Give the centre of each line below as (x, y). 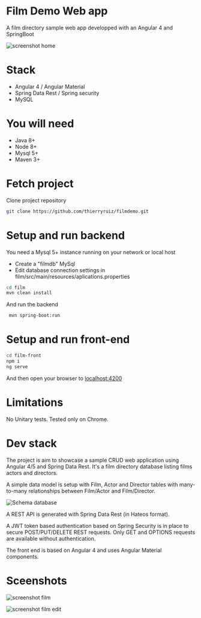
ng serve (17, 367)
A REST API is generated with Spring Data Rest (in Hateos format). (88, 514)
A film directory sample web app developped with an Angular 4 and (89, 28)
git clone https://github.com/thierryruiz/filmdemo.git (77, 211)
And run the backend (32, 304)
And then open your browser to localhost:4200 (64, 378)
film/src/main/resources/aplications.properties (72, 276)
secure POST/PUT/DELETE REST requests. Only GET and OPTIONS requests (101, 532)
